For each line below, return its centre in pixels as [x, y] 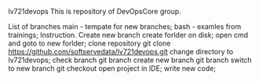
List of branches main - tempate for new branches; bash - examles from [125, 26]
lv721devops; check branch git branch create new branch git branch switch [130, 60]
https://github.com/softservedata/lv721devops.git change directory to [121, 52]
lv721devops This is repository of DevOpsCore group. [95, 11]
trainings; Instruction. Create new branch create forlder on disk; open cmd [128, 35]
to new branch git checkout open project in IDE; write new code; [112, 68]
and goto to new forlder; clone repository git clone [89, 43]
